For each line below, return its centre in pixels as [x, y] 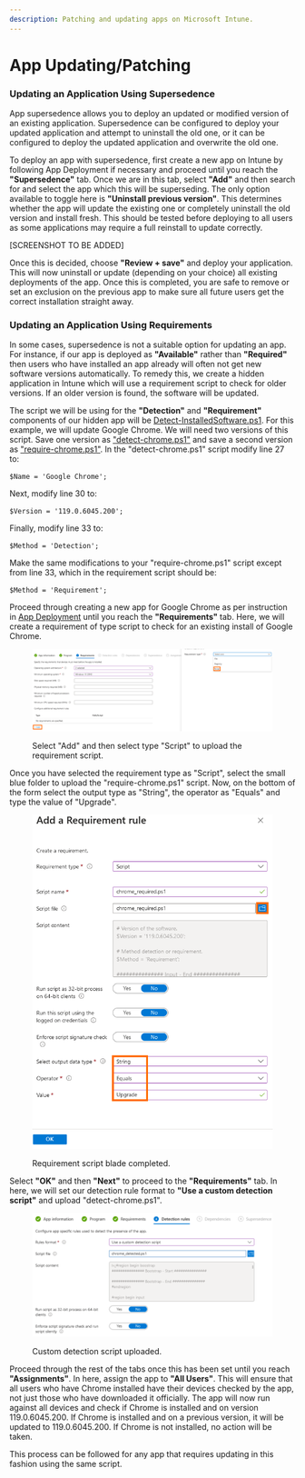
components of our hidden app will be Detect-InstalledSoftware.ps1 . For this [152, 420]
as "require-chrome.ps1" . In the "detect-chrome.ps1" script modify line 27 [147, 449]
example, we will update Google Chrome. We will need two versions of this [149, 430]
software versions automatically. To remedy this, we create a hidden [137, 374]
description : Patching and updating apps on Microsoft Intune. [132, 19]
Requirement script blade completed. [101, 1163]
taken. [21, 1437]
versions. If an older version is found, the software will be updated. [134, 393]
